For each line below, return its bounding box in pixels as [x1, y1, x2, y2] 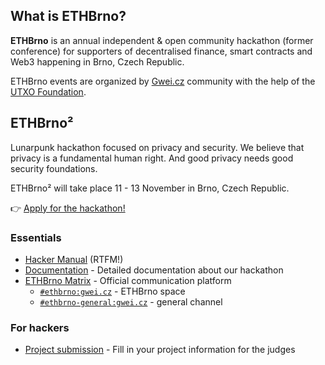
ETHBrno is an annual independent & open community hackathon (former [10, 34, 314, 46]
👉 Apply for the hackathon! [10, 202, 126, 214]
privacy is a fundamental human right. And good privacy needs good [10, 152, 294, 164]
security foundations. [10, 162, 98, 174]
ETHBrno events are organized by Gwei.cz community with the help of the [10, 75, 316, 87]
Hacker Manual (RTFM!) [24, 253, 124, 265]
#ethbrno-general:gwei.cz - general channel [39, 295, 223, 308]
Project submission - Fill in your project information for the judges [24, 344, 296, 356]
